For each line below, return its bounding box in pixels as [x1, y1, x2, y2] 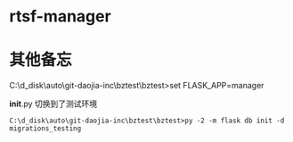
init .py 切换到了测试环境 [9, 98, 98, 109]
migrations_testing [9, 124, 82, 133]
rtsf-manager [9, 6, 111, 27]
